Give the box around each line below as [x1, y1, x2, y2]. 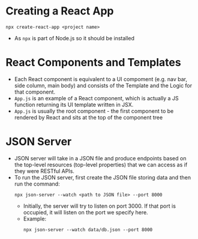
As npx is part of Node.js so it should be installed [14, 34, 135, 41]
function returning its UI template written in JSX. [14, 101, 134, 108]
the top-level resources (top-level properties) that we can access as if [14, 161, 188, 168]
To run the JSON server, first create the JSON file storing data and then [14, 174, 191, 181]
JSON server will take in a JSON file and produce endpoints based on [14, 154, 187, 162]
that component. [14, 88, 55, 95]
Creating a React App [5, 4, 114, 18]
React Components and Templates [5, 56, 181, 70]
